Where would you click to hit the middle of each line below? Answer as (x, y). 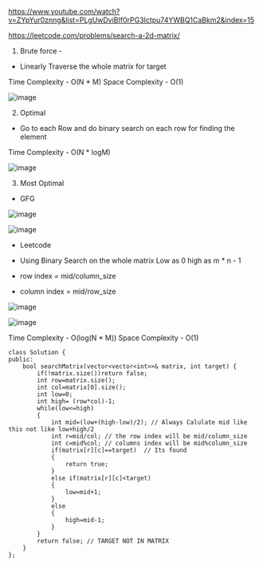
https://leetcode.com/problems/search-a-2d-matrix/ (94, 36)
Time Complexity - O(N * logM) (59, 152)
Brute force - (41, 51)
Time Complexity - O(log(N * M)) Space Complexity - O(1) (104, 338)
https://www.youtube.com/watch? (64, 12)
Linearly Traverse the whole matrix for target (93, 66)
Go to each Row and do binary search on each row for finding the (127, 128)
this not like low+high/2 (51, 429)
